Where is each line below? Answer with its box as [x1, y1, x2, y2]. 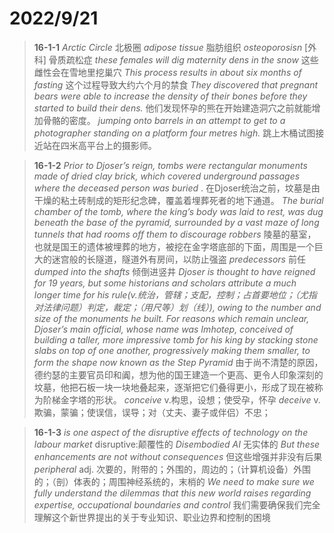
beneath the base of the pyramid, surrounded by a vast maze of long [33, 216, 320, 228]
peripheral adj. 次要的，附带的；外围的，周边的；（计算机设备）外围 [33, 463, 311, 475]
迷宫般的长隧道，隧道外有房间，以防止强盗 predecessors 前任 [51, 253, 306, 265]
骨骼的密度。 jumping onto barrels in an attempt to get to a [42, 114, 286, 126]
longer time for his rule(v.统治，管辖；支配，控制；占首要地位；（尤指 [33, 288, 317, 301]
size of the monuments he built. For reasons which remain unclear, [33, 312, 310, 324]
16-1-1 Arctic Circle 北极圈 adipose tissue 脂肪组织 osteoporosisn [33, 41, 303, 53]
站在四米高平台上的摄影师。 [42, 139, 157, 151]
